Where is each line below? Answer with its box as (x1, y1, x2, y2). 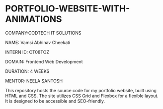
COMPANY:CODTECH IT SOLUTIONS (5, 30, 81, 36)
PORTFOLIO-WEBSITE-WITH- (5, 3, 130, 14)
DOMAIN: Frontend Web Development (5, 58, 83, 64)
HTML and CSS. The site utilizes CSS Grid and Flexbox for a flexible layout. (5, 93, 159, 99)
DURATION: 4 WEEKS (5, 68, 50, 74)
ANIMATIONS (5, 13, 62, 25)
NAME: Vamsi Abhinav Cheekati (5, 39, 71, 45)
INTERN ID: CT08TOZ (5, 49, 50, 55)
